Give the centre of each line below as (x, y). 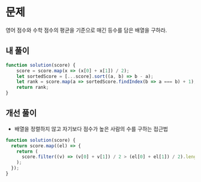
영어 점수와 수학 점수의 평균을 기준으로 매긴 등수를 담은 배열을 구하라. (86, 30)
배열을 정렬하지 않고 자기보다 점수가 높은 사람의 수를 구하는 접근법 (91, 129)
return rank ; (33, 88)
